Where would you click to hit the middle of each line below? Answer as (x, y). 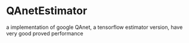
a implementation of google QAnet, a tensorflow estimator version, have (94, 27)
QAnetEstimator (47, 11)
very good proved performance (45, 33)
